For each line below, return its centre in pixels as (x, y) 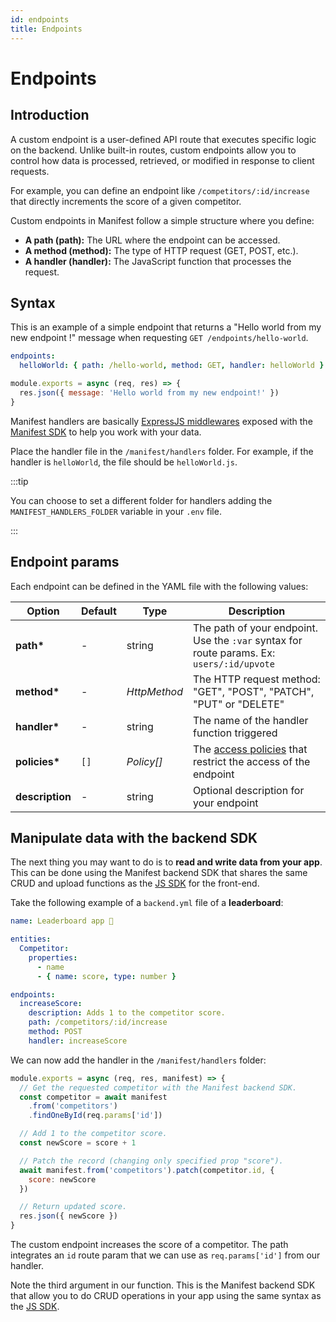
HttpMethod (155, 691)
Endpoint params (65, 562)
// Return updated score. (73, 1207)
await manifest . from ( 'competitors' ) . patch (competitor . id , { (147, 1170)
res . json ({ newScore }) (68, 1216)
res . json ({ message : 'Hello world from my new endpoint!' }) (149, 392)
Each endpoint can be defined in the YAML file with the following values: (159, 586)
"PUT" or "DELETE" (239, 704)
